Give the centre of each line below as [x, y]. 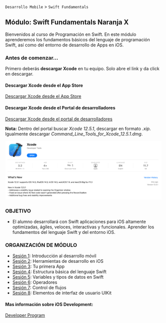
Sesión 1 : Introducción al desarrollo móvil [54, 256]
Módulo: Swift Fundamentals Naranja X [67, 22]
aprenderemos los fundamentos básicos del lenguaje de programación [78, 39]
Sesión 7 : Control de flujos [39, 288]
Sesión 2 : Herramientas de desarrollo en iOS [58, 261]
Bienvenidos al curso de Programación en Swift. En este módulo [71, 34]
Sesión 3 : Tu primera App [38, 267]
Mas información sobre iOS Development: [49, 304]
